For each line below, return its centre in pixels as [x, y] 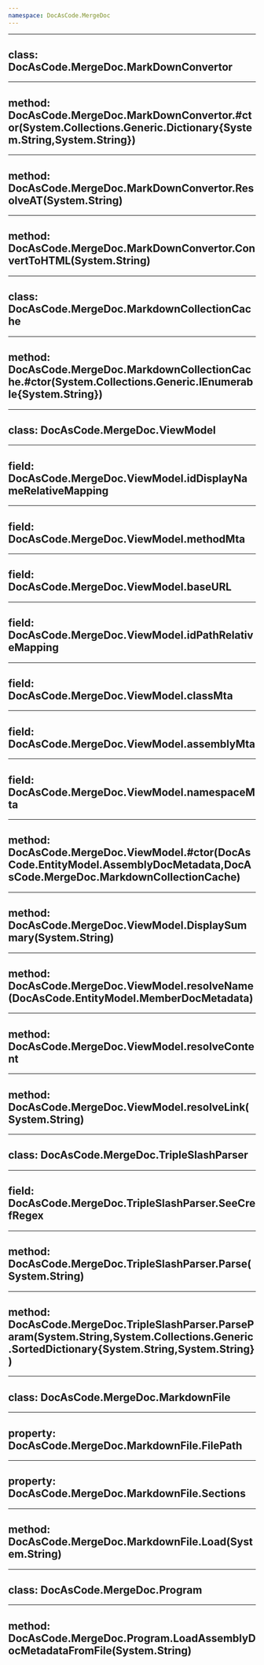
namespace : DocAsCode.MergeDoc [59, 15]
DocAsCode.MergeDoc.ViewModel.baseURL [120, 587]
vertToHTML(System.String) [79, 261]
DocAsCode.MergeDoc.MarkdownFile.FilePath [125, 1445]
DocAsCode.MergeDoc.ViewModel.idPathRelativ [131, 635]
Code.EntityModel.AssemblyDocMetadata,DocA [130, 865]
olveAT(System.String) [66, 201]
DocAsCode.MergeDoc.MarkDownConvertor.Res [131, 188]
